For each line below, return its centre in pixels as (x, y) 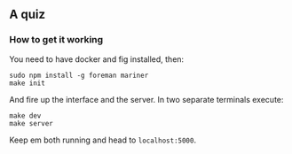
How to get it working (56, 40)
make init (28, 83)
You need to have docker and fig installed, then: (97, 59)
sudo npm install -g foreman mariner (79, 75)
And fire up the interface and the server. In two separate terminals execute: (146, 99)
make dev (25, 115)
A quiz (28, 15)
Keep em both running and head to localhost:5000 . (103, 140)
